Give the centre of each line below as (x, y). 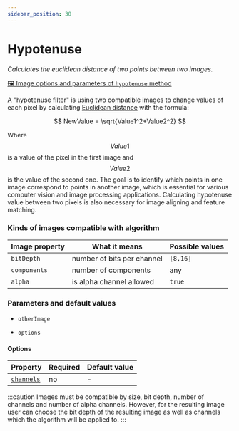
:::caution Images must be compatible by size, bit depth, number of (106, 397)
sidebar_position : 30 (40, 14)
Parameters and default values (62, 303)
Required (65, 368)
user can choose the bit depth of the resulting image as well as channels (114, 412)
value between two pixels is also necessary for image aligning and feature (116, 202)
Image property (38, 246)
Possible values (197, 246)
